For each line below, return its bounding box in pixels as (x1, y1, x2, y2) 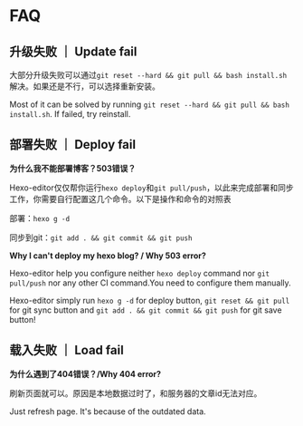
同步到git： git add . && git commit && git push (9, 232, 193, 243)
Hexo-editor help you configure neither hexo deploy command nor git (9, 267, 270, 278)
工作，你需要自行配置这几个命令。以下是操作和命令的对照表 (9, 193, 232, 204)
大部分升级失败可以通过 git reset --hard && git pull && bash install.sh (9, 70, 288, 80)
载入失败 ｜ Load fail (9, 343, 124, 358)
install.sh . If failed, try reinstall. (9, 109, 131, 119)
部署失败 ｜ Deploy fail (9, 137, 137, 152)
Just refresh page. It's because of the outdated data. (9, 405, 206, 417)
